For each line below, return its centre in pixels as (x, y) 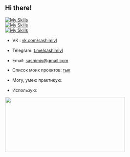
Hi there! (19, 8)
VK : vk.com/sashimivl (34, 40)
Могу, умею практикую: (37, 80)
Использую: (25, 90)
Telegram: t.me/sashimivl (37, 50)
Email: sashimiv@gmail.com (40, 60)
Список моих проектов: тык (41, 70)
